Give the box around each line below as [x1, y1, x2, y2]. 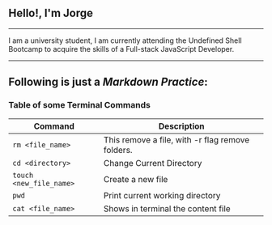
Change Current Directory [104, 157, 202, 168]
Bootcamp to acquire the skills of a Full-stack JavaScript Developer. [8, 44, 235, 53]
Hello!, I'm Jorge [8, 6, 94, 20]
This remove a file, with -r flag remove [104, 134, 249, 145]
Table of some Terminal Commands [8, 100, 151, 111]
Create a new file [104, 173, 168, 185]
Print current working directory [104, 189, 221, 201]
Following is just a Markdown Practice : [8, 75, 208, 89]
